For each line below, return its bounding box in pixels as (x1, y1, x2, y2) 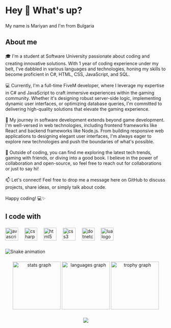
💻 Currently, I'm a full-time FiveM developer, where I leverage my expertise (5, 83, 164, 89)
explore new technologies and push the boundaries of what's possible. (5, 139, 155, 145)
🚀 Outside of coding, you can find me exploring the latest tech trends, (5, 149, 152, 156)
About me (5, 38, 37, 46)
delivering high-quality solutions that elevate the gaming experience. (5, 106, 150, 112)
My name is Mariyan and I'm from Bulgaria (5, 23, 94, 29)
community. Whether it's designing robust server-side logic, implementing (5, 95, 162, 102)
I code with (5, 212, 41, 221)
